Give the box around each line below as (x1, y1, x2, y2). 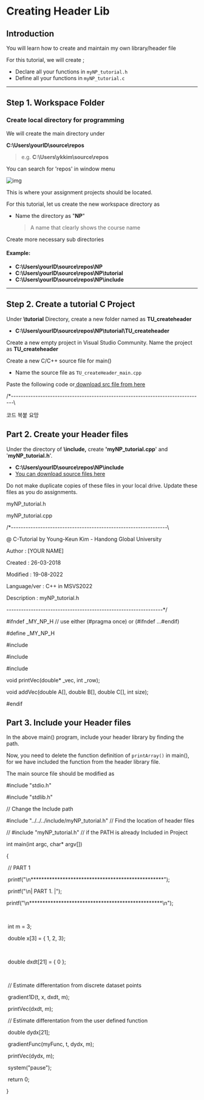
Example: (6, 250, 31, 257)
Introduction (6, 29, 55, 39)
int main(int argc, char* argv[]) (6, 841, 83, 848)
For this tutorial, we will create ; (6, 56, 85, 63)
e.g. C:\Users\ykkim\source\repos (21, 153, 109, 160)
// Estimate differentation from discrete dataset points (7, 982, 141, 989)
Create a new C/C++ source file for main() (6, 357, 112, 364)
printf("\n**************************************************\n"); (6, 900, 174, 907)
